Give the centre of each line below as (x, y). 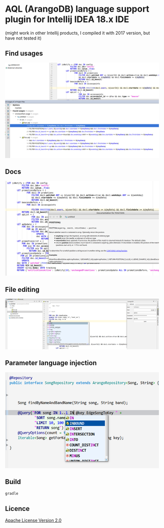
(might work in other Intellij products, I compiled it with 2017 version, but (78, 33)
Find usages (24, 54)
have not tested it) (23, 38)
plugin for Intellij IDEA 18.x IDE (67, 19)
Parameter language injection (51, 363)
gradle (12, 494)
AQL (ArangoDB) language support (77, 9)
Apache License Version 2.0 (33, 520)
